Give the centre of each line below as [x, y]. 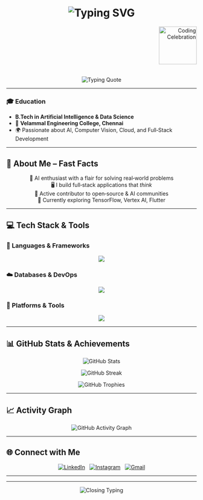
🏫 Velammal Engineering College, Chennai [69, 123]
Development [32, 139]
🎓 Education [26, 101]
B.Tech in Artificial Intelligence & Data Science [74, 117]
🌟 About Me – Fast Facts [52, 163]
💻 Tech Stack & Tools [48, 225]
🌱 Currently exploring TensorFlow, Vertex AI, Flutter [101, 200]
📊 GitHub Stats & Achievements [68, 344]
